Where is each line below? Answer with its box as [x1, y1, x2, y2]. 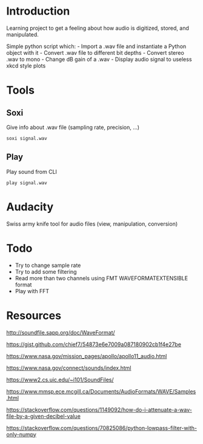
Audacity [6, 199, 54, 213]
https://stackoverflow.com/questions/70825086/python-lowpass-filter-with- [6, 424, 197, 431]
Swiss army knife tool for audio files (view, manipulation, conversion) [6, 220, 178, 227]
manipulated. [6, 30, 39, 38]
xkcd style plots [6, 62, 46, 69]
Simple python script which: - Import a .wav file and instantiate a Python [6, 43, 187, 50]
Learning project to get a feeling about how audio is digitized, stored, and [6, 24, 190, 32]
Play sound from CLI [6, 168, 58, 175]
